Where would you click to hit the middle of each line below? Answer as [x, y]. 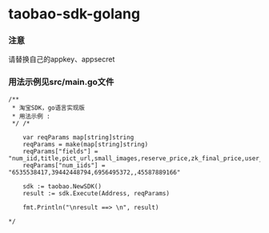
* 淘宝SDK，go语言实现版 [48, 108]
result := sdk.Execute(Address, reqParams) [96, 193]
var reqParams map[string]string [78, 137]
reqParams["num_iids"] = [64, 165]
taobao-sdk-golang [74, 14]
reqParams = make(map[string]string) [86, 144]
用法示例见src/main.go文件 [61, 82]
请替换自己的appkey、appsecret [62, 59]
